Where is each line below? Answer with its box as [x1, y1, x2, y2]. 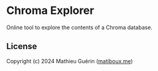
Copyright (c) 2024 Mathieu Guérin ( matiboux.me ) [6, 57, 134, 64]
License [6, 41, 37, 52]
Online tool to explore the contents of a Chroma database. [6, 24, 153, 31]
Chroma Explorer [6, 4, 94, 18]
